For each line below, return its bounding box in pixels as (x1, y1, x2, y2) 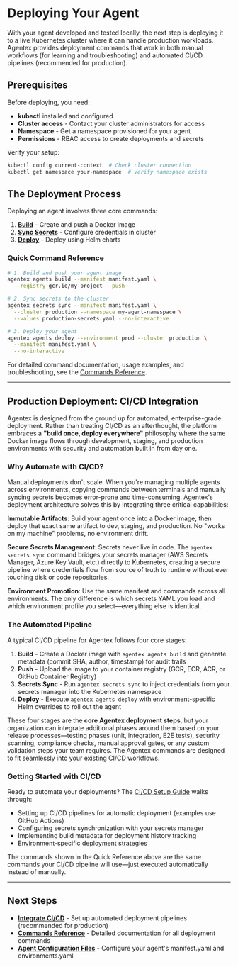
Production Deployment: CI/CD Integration (7, 395, 198, 407)
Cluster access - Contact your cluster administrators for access (17, 119, 205, 128)
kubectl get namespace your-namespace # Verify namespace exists (7, 168, 208, 175)
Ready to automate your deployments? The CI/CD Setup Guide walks (7, 787, 209, 795)
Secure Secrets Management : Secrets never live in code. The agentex (7, 543, 213, 552)
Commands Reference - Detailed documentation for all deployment (17, 929, 216, 937)
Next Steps (7, 895, 57, 907)
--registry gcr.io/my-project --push (13, 282, 125, 290)
